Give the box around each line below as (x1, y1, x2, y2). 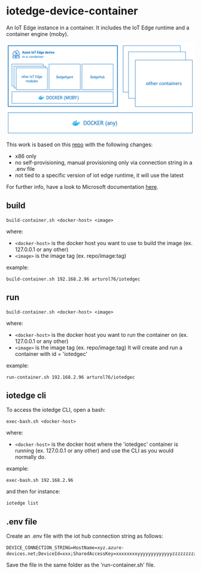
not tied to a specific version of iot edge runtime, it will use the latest (14, 172, 184, 179)
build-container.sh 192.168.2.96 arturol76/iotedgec (6, 276, 141, 282)
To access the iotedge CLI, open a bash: (6, 406, 106, 414)
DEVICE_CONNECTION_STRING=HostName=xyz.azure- (6, 545, 124, 551)
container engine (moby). (6, 30, 69, 37)
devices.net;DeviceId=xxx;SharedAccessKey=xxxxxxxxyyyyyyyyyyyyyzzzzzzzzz (6, 551, 197, 557)
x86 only (14, 153, 37, 160)
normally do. (14, 454, 46, 461)
